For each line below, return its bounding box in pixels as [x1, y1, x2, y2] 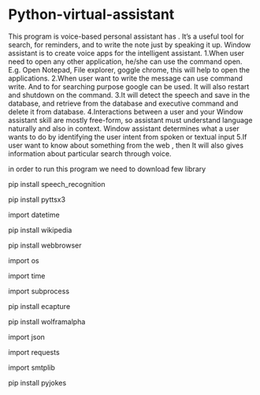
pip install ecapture [8, 301, 71, 311]
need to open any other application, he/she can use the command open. [8, 57, 243, 66]
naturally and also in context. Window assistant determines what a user [8, 124, 240, 133]
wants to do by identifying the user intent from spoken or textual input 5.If [8, 132, 247, 141]
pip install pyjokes [8, 378, 67, 387]
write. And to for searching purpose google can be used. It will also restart [8, 81, 250, 91]
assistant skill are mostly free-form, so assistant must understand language [8, 115, 253, 125]
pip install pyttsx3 [8, 195, 65, 204]
